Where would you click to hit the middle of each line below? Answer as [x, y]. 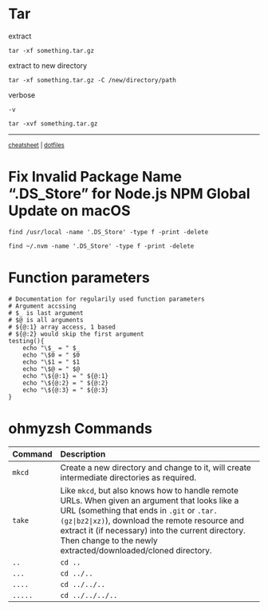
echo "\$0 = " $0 [51, 355]
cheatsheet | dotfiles [37, 145]
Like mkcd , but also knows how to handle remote [150, 490]
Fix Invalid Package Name [95, 177]
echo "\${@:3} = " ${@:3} [66, 390]
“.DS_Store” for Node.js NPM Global [129, 194]
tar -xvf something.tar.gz [53, 124]
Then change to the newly [109, 540]
